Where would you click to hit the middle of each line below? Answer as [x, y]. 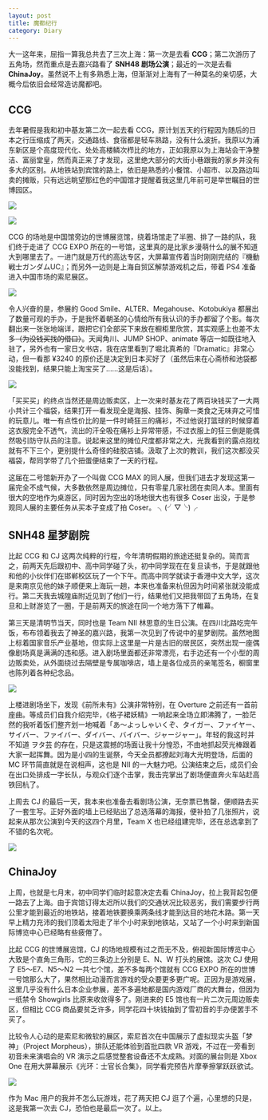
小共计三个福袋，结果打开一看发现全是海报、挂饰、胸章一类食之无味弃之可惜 [134, 411]
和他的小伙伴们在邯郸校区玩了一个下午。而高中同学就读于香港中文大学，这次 [134, 576]
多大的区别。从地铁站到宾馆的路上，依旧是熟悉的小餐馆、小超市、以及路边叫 [134, 170]
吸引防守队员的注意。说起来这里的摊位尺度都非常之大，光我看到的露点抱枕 [137, 441]
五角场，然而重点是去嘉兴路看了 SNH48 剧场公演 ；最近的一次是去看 [120, 64]
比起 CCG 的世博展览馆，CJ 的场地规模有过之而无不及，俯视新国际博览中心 [132, 949]
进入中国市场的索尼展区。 [50, 277]
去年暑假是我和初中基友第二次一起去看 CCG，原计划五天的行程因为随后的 [129, 130]
